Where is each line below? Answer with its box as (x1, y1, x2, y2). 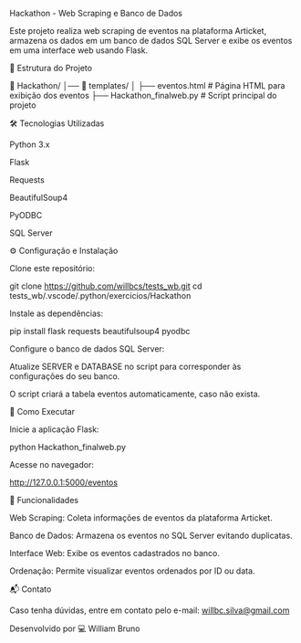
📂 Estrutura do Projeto (9, 63, 93, 73)
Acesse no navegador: (9, 459, 94, 469)
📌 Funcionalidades (9, 495, 79, 505)
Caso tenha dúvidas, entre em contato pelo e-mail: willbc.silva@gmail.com (9, 605, 290, 616)
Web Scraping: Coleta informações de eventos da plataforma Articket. (9, 512, 274, 523)
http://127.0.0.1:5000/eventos (9, 477, 119, 488)
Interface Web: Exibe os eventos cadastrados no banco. (9, 548, 221, 558)
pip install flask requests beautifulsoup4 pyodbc (9, 326, 191, 336)
